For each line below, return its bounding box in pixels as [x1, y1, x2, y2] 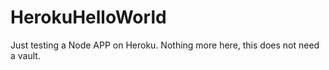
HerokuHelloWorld [10, 6, 167, 29]
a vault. [10, 49, 41, 61]
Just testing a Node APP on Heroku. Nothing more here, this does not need [10, 39, 320, 51]
